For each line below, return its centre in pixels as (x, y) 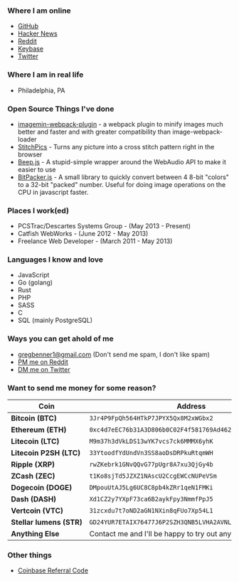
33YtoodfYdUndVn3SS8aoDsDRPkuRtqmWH (151, 453)
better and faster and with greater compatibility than (94, 132)
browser (30, 154)
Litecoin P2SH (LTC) (46, 453)
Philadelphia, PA (41, 90)
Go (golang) (35, 282)
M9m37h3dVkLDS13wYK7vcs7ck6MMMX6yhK (151, 442)
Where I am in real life (46, 75)
